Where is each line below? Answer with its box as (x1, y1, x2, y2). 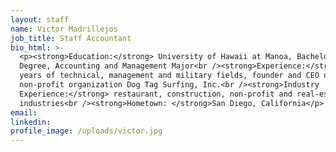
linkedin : (10, 117, 52, 127)
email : (10, 107, 38, 118)
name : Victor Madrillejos (10, 24, 118, 34)
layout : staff (10, 14, 70, 25)
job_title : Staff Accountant (10, 33, 132, 43)
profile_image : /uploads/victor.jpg (10, 126, 163, 136)
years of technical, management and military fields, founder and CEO (19, 71, 320, 81)
